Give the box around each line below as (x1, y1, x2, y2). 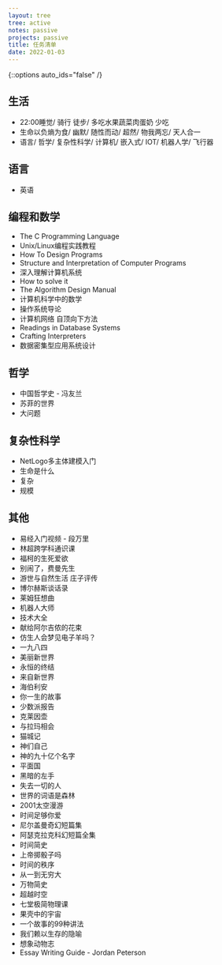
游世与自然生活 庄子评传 (19, 573, 98, 582)
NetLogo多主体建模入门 (19, 456, 97, 466)
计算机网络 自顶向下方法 (19, 314, 98, 324)
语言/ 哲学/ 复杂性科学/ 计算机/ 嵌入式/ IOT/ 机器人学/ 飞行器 (19, 137, 214, 146)
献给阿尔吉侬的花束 (19, 622, 83, 632)
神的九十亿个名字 (19, 751, 76, 760)
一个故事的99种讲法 (19, 918, 84, 929)
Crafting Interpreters (19, 331, 87, 341)
